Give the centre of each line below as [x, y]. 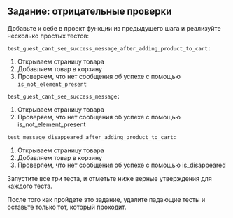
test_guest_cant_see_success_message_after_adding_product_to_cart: [109, 48]
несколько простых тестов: [48, 36]
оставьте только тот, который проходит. [67, 207]
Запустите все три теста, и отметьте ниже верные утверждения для [110, 178]
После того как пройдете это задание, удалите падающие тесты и [106, 199]
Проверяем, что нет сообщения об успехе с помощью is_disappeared [121, 165]
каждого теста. [30, 186]
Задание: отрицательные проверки [90, 12]
